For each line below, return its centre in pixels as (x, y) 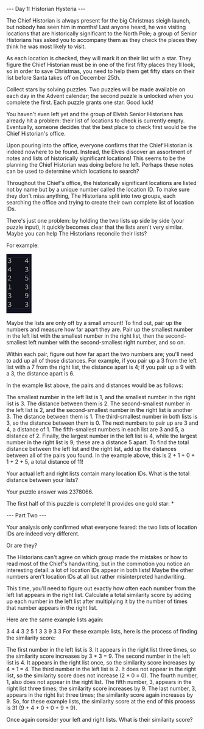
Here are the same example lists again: (55, 619)
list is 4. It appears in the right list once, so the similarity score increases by (101, 662)
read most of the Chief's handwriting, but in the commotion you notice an (98, 563)
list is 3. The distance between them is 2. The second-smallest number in (98, 403)
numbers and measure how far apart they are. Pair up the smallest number (100, 329)
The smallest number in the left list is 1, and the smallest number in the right (101, 397)
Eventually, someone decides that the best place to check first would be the (101, 127)
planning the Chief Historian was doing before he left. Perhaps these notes (100, 165)
